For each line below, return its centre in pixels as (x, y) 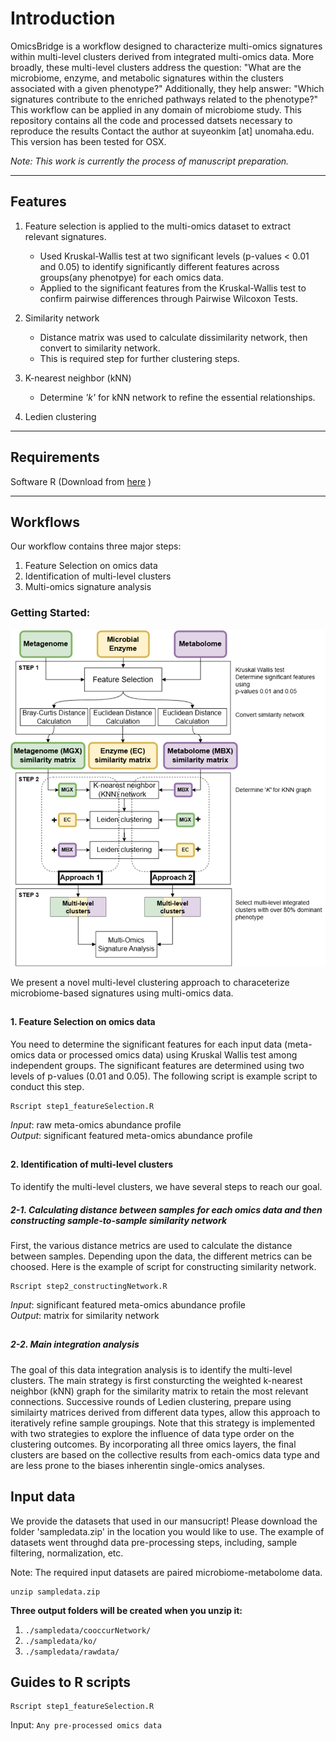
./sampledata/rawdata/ (72, 1652)
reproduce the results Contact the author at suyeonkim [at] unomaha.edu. (162, 131)
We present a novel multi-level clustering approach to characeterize (150, 983)
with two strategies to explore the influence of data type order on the (152, 1433)
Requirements (55, 457)
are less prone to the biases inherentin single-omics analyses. (138, 1465)
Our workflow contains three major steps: (96, 546)
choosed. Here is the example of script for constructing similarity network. (163, 1266)
